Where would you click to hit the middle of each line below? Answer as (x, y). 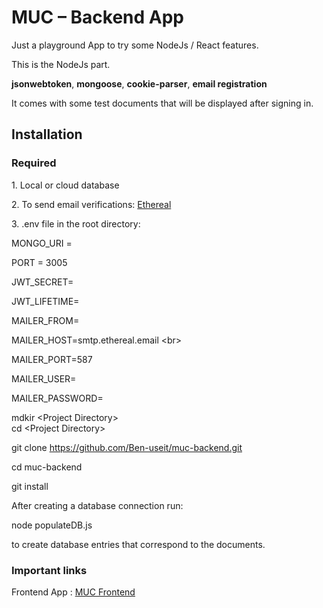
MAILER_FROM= (45, 320)
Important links (49, 570)
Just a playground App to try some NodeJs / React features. (135, 45)
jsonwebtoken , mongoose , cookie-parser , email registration (139, 83)
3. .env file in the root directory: (76, 223)
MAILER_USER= (44, 378)
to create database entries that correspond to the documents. (138, 544)
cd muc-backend (47, 467)
